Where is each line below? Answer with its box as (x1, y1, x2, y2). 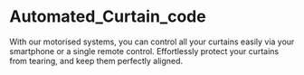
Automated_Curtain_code (9, 6, 206, 27)
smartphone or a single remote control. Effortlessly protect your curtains (9, 45, 279, 56)
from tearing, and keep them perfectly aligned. (9, 55, 184, 66)
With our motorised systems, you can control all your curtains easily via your (9, 36, 295, 47)
